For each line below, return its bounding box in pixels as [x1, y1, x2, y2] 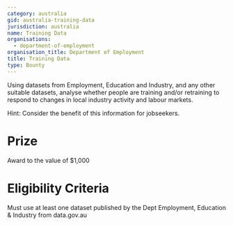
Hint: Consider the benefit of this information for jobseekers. [7, 109, 180, 117]
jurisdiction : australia [7, 23, 79, 30]
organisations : [7, 36, 51, 43]
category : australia [7, 10, 67, 17]
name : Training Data [7, 29, 67, 37]
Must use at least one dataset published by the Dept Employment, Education [7, 203, 226, 211]
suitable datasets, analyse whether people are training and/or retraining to [7, 88, 220, 96]
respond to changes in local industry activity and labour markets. [7, 95, 193, 104]
